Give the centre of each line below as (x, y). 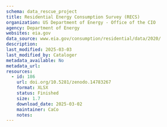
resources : (19, 71)
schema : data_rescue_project (42, 11)
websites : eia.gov (28, 33)
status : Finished (38, 93)
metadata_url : (23, 66)
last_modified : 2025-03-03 (39, 50)
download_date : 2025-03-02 (50, 104)
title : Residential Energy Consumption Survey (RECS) (73, 17)
